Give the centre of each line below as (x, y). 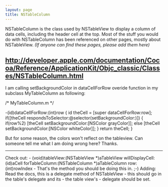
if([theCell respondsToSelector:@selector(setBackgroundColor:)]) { (74, 118)
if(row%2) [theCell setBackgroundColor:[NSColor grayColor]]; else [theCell (82, 123)
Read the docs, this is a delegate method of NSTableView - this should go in (83, 174)
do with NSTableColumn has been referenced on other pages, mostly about (83, 39)
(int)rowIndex (19, 168)
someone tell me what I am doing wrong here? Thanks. (62, 143)
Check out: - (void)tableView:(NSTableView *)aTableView (64, 158)
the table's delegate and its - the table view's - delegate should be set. (78, 179)
